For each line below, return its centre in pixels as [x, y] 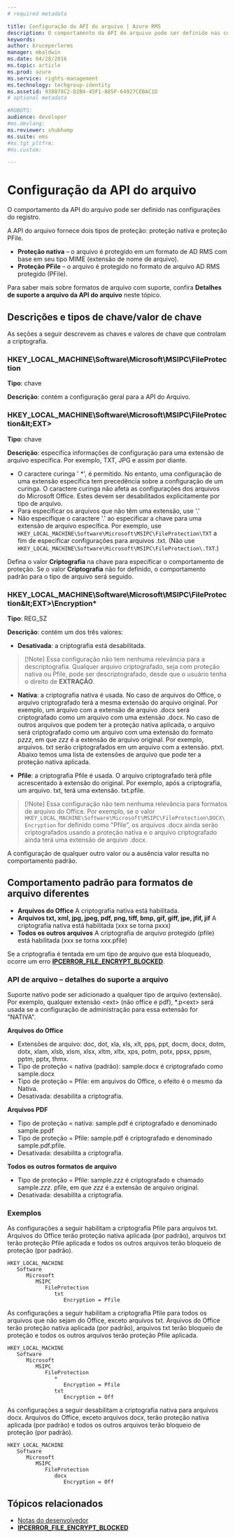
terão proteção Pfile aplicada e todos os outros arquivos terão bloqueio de [114, 1243]
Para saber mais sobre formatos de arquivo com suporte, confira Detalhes [115, 288]
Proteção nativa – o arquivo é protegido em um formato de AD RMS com [122, 252]
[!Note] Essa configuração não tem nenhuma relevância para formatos [126, 804]
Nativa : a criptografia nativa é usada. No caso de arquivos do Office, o [119, 695]
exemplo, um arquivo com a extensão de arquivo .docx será [104, 710]
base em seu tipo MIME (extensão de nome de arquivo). [98, 259]
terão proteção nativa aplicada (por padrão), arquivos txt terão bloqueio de [115, 1328]
